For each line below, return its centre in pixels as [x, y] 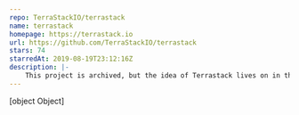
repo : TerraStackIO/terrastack [67, 17]
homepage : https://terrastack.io [71, 34]
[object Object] [37, 101]
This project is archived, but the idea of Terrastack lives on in [153, 76]
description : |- [39, 68]
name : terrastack [41, 26]
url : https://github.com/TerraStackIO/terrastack [103, 42]
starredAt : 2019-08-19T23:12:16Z [71, 59]
